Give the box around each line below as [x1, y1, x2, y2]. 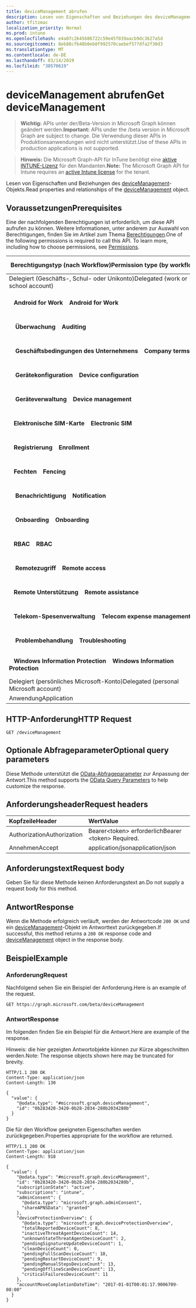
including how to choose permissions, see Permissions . [6, 243, 140, 250]
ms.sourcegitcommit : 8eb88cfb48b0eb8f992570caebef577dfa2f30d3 [6, 42, 163, 47]
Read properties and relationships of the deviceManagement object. [26, 186, 190, 193]
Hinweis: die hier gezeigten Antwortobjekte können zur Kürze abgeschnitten [6, 1046, 190, 1053]
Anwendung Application [9, 694, 73, 703]
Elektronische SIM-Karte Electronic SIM [13, 419, 132, 428]
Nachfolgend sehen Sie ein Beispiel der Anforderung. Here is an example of [6, 984, 187, 991]
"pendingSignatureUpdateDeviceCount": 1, [21, 1241, 124, 1247]
